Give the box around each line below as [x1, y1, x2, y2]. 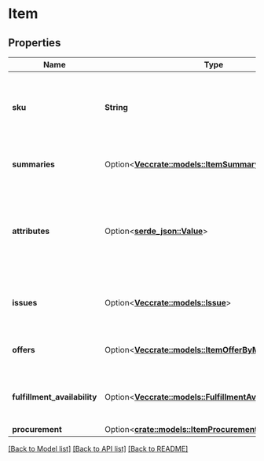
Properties [8, 36, 61, 49]
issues [12, 298, 38, 308]
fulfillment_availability [12, 392, 97, 402]
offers [12, 345, 35, 355]
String [104, 102, 128, 112]
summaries [12, 159, 55, 170]
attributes [12, 225, 49, 236]
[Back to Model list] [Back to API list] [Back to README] [8, 445, 189, 453]
